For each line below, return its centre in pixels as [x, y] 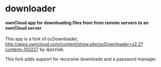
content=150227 [22, 50]
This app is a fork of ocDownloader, [42, 39]
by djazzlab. [52, 50]
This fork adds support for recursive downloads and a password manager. [81, 59]
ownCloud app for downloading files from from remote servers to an [77, 22]
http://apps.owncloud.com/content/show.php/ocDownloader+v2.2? [74, 44]
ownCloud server [23, 28]
